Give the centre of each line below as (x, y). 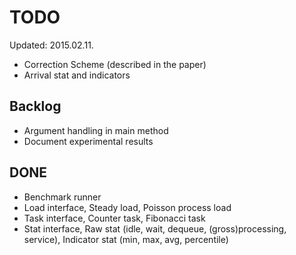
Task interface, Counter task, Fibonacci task (114, 218)
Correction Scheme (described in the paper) (115, 64)
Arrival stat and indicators (77, 75)
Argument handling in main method (96, 130)
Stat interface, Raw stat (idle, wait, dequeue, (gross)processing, (155, 228)
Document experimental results (88, 141)
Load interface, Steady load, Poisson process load (127, 207)
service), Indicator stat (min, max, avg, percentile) (126, 239)
